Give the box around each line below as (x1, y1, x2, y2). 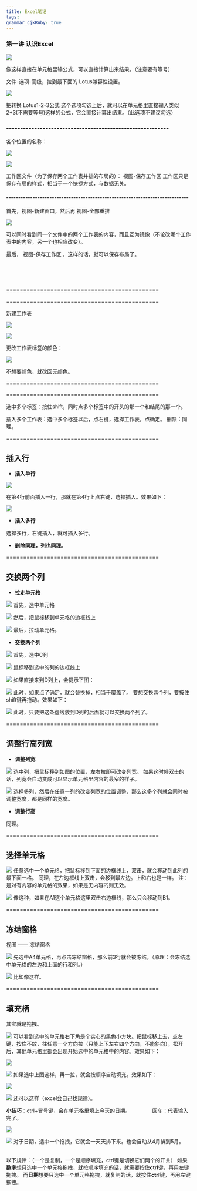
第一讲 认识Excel (6, 40, 54, 48)
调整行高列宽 (6, 739, 53, 749)
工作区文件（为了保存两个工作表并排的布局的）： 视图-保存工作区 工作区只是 (6, 172, 189, 179)
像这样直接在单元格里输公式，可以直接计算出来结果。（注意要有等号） (6, 65, 173, 72)
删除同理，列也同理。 (14, 542, 66, 549)
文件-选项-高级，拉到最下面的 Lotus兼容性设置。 (6, 78, 124, 85)
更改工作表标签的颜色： (6, 344, 63, 351)
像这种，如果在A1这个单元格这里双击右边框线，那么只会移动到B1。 (13, 894, 174, 901)
